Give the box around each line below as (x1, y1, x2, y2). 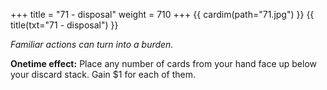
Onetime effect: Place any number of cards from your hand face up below (10, 58, 317, 69)
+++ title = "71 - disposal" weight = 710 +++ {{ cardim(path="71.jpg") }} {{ (10, 9, 315, 20)
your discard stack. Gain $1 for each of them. (10, 69, 197, 80)
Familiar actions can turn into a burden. (10, 39, 174, 50)
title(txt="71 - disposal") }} (10, 19, 119, 31)
